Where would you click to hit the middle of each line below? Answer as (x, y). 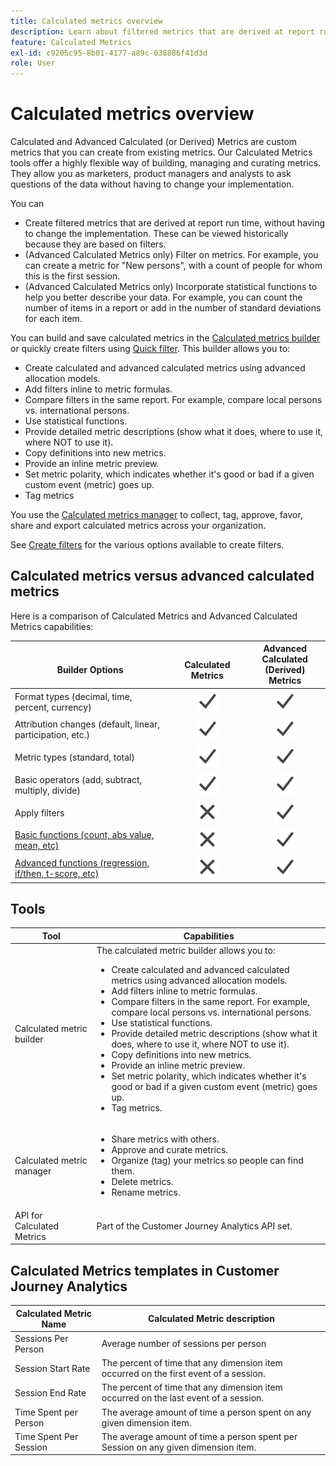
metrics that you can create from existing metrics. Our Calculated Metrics (161, 152)
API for (28, 1215)
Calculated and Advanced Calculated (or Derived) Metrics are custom (154, 142)
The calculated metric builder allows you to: (186, 951)
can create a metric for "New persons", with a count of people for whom (173, 266)
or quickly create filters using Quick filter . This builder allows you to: (150, 349)
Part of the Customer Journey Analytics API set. (194, 1226)
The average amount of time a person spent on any (206, 1412)
